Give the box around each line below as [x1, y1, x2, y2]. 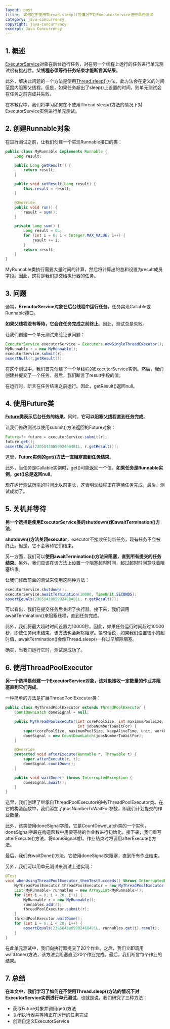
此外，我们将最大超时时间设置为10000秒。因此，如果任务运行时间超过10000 [5, 624, 164, 630]
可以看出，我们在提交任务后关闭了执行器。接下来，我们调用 [5, 606, 130, 612]
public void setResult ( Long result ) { [14, 182, 96, 187]
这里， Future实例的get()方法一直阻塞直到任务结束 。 [5, 454, 114, 460]
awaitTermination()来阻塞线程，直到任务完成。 [5, 612, 102, 619]
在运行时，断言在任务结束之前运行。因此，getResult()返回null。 [5, 383, 138, 389]
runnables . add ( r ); [23, 902, 62, 907]
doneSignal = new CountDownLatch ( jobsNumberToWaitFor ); [23, 733, 144, 738]
